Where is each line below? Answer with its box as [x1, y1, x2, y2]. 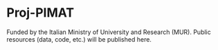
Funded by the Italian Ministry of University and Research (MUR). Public [6, 28, 212, 36]
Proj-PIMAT [6, 5, 74, 21]
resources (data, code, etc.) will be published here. [6, 35, 152, 43]
